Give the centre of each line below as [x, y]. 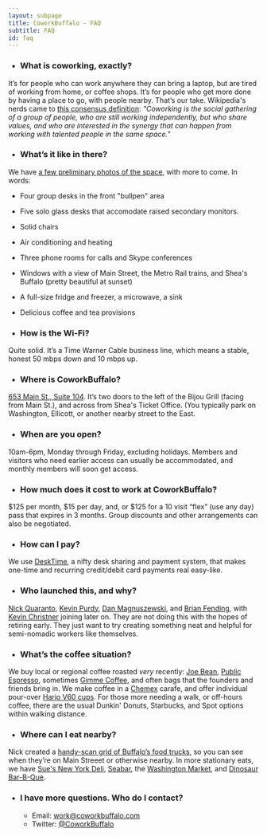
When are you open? [60, 434]
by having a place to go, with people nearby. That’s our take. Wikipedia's [127, 100]
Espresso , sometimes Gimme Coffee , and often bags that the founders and [131, 680]
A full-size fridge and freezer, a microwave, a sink [101, 296]
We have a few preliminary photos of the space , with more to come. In [123, 171]
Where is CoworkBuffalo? [70, 379]
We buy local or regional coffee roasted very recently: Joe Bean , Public [125, 671]
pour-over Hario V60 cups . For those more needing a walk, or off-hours [125, 697]
